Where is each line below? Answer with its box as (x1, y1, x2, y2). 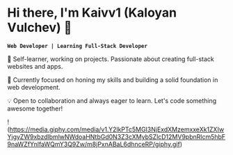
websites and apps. (7, 62, 63, 70)
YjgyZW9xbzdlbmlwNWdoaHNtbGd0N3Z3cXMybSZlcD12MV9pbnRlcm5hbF (7, 132, 226, 140)
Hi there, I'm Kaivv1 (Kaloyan (7, 5, 177, 21)
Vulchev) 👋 (7, 19, 72, 35)
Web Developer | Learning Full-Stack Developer (7, 42, 148, 49)
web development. (7, 83, 61, 91)
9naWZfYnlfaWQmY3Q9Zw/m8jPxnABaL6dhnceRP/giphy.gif (7, 140, 181, 148)
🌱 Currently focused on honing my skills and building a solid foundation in (7, 75, 218, 84)
